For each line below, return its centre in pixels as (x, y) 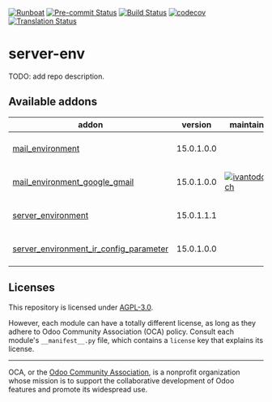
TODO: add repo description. (57, 76)
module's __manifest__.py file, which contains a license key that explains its (136, 340)
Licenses (32, 288)
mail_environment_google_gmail (73, 182)
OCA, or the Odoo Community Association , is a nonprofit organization (124, 372)
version (197, 124)
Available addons (53, 102)
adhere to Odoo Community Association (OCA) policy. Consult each (121, 331)
